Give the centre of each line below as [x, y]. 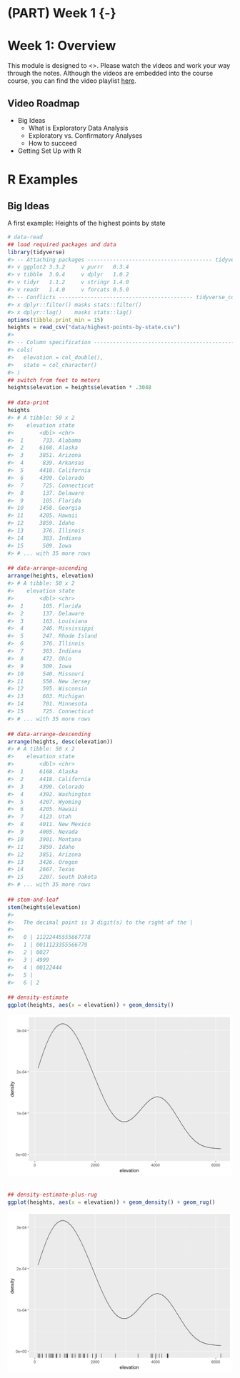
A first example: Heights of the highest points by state [86, 223]
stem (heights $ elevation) [44, 907]
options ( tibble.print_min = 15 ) [55, 320]
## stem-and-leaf [33, 900]
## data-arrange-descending [49, 734]
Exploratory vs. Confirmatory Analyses [85, 135]
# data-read [25, 237]
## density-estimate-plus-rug [52, 1195]
